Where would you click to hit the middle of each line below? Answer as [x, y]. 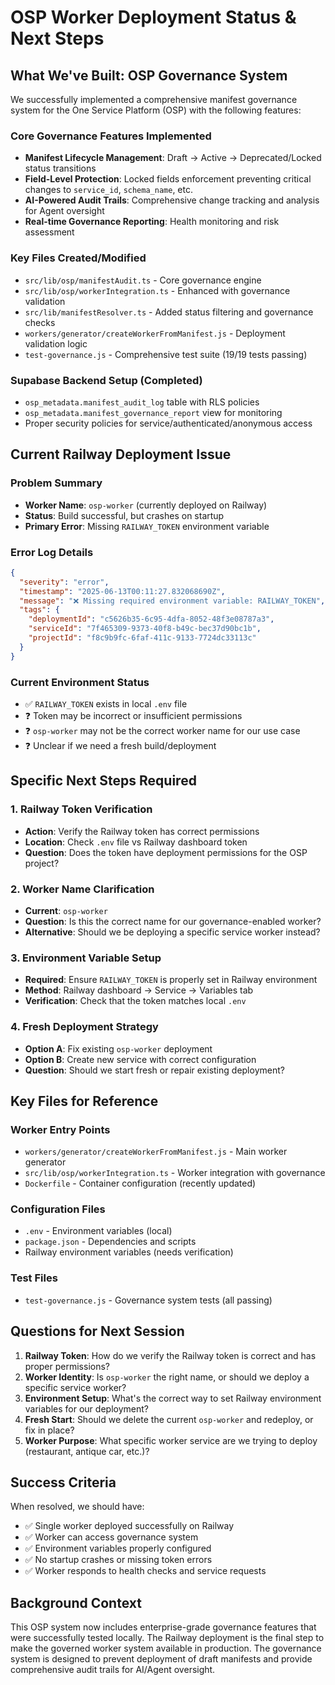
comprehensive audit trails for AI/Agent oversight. [113, 1670]
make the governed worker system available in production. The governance [166, 1648]
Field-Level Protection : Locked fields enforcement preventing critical [168, 179]
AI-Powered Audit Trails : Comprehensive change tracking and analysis [172, 200]
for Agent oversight [64, 211]
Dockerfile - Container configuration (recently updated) [140, 1183]
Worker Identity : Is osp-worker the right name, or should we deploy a [167, 1377]
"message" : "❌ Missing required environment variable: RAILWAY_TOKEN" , [172, 601]
